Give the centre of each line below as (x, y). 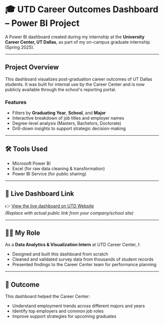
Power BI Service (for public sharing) (49, 174)
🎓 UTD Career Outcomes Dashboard (82, 10)
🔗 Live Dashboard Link (40, 194)
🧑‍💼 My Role (23, 233)
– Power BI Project (42, 23)
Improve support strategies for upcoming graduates (64, 316)
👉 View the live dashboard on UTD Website (50, 206)
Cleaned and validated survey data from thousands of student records (83, 259)
